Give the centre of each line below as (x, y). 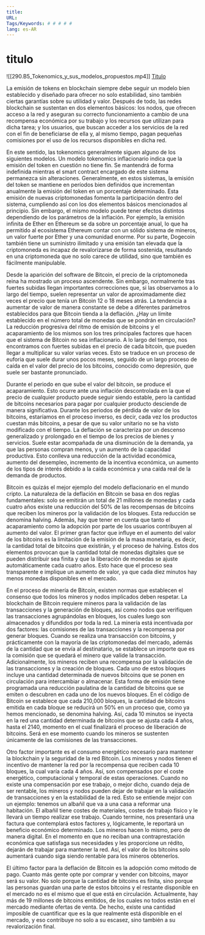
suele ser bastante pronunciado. (47, 373)
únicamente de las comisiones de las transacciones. (72, 740)
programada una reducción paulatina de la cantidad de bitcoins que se (95, 688)
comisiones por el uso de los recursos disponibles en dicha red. (86, 140)
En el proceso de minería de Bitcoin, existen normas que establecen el (95, 590)
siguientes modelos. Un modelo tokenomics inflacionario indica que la (94, 159)
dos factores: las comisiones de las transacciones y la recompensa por (95, 629)
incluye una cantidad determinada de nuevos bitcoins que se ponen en (95, 675)
